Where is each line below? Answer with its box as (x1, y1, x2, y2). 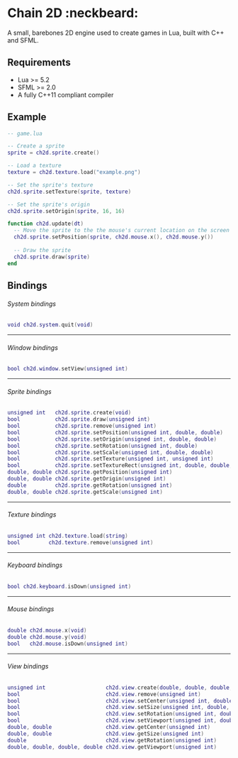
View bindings (7, 662, 49, 671)
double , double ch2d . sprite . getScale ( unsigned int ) (7, 488, 163, 495)
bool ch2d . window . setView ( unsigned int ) (7, 366, 129, 373)
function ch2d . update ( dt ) (7, 220, 84, 228)
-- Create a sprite (7, 143, 65, 150)
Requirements (7, 57, 71, 69)
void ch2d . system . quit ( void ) (7, 322, 93, 329)
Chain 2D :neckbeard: (7, 5, 139, 21)
